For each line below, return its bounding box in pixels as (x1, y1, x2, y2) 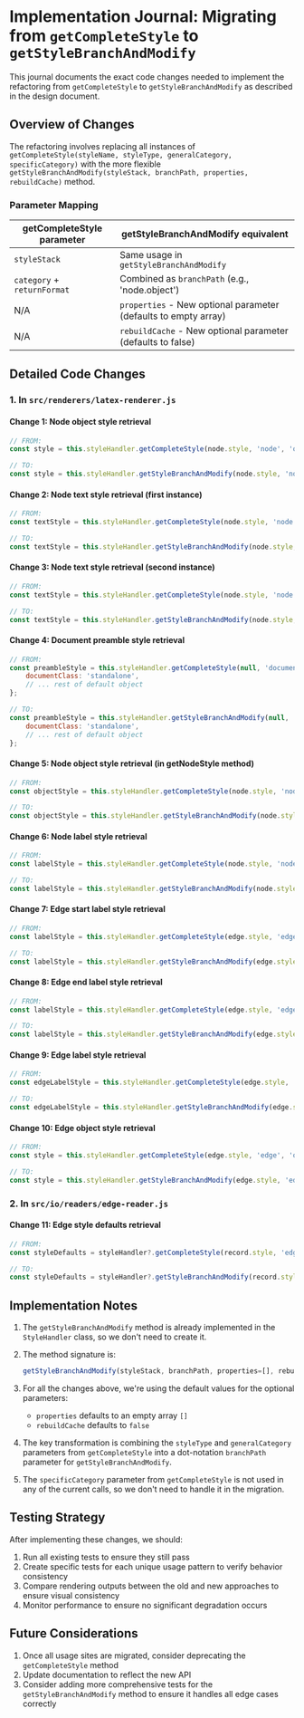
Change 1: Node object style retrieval (9, 416, 152, 427)
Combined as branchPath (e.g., (119, 273, 249, 285)
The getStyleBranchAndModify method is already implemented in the (22, 1322, 276, 1333)
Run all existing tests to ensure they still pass (22, 1551, 190, 1562)
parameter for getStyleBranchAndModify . (22, 1456, 172, 1467)
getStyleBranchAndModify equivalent (120, 228, 289, 241)
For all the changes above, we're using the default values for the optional (22, 1383, 295, 1394)
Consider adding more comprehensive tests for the (22, 1678, 214, 1690)
